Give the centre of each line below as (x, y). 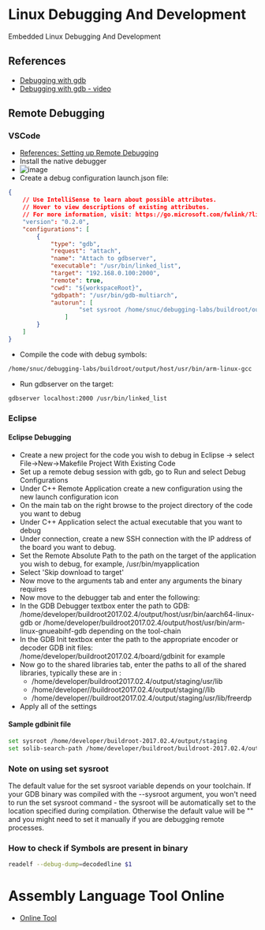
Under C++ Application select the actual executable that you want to (131, 521)
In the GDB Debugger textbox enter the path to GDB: (105, 606)
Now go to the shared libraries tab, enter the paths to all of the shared (133, 664)
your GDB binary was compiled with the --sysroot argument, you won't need (132, 794)
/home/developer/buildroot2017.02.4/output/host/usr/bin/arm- (144, 622)
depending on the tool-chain (135, 631)
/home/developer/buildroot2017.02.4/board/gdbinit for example (122, 655)
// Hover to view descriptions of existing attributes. (116, 207)
